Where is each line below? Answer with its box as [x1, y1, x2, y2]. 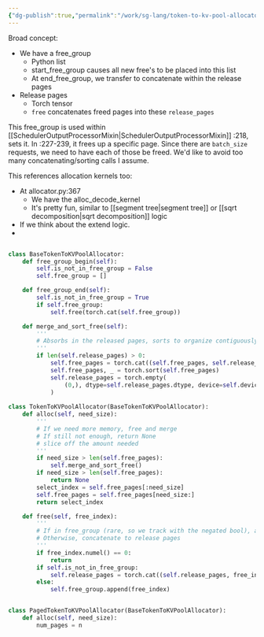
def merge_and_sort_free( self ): [22, 322, 128, 331]
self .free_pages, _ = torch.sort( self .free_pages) [49, 366, 220, 374]
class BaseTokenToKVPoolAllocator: [8, 250, 125, 258]
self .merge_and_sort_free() [49, 461, 143, 469]
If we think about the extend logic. [19, 220, 130, 229]
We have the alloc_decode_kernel [31, 194, 141, 204]
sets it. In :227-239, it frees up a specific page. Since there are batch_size [8, 139, 247, 148]
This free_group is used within [8, 122, 106, 131]
